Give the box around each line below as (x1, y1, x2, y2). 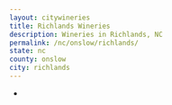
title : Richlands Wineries (9, 22, 111, 31)
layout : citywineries (9, 13, 91, 22)
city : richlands (9, 64, 70, 73)
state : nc (9, 47, 47, 56)
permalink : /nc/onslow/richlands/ (9, 38, 140, 48)
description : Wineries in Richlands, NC (9, 30, 164, 39)
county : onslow (9, 55, 67, 64)
